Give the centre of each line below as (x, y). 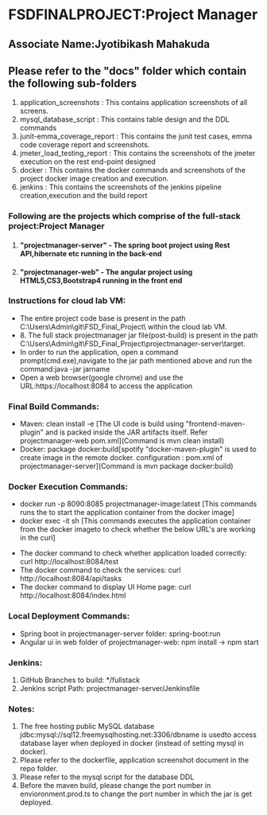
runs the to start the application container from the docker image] (127, 513)
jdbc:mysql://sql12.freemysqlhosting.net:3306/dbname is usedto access (138, 735)
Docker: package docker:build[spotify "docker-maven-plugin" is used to (138, 449)
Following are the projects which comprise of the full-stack (124, 216)
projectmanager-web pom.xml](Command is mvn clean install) (122, 441)
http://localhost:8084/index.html (73, 595)
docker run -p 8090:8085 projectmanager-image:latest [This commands (138, 504)
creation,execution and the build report (83, 196)
